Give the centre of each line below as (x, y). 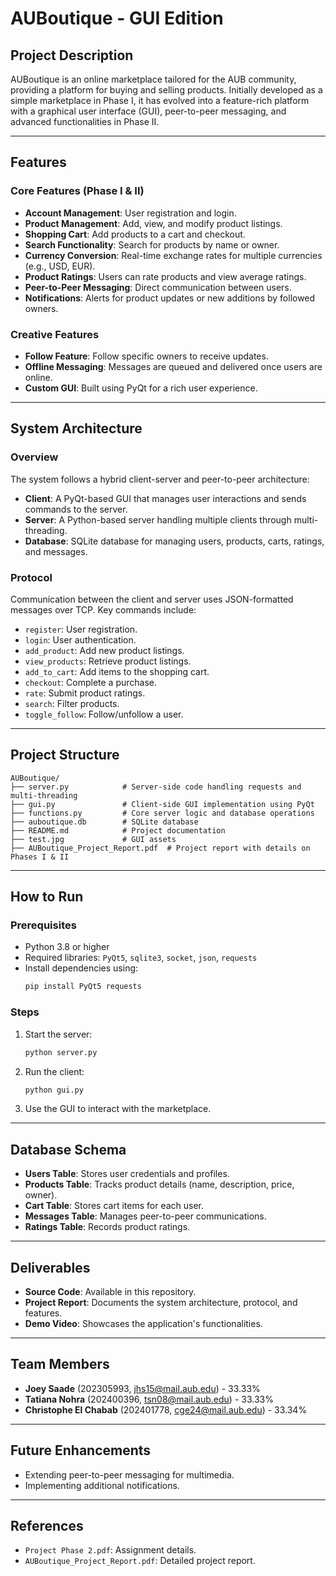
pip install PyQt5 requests (83, 987)
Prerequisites (43, 925)
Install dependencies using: (81, 968)
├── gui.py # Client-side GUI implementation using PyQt (162, 804)
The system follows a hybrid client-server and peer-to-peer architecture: (160, 479)
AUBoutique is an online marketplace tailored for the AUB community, (153, 79)
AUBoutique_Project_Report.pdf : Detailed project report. (140, 1561)
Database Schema (68, 1149)
